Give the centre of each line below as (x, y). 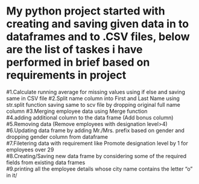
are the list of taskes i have (74, 50)
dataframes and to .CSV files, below (98, 37)
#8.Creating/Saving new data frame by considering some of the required (96, 156)
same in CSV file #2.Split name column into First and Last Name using (93, 98)
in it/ (12, 175)
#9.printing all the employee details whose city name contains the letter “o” (99, 169)
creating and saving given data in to (97, 24)
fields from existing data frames (46, 162)
